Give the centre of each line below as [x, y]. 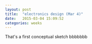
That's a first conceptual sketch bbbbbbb [46, 37]
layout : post [18, 9]
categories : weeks [23, 23]
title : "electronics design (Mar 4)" [44, 14]
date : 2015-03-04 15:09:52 [34, 18]
